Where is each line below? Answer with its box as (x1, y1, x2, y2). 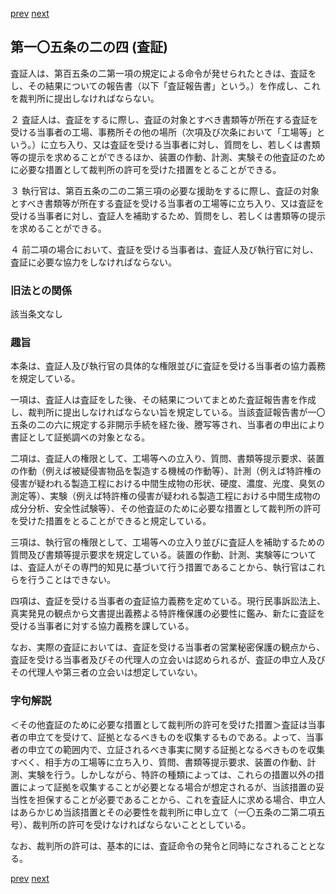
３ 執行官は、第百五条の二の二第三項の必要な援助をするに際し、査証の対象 (10, 184, 320, 197)
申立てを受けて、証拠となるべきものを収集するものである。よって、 (27, 731, 307, 743)
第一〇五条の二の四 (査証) (10, 39, 168, 56)
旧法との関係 (10, 283, 72, 297)
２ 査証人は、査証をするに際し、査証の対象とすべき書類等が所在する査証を (10, 113, 319, 125)
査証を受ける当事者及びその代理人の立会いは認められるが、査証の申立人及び (10, 654, 326, 666)
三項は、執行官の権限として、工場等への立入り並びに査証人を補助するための (10, 536, 325, 548)
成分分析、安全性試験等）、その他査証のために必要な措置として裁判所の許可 (10, 503, 322, 515)
